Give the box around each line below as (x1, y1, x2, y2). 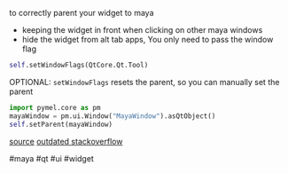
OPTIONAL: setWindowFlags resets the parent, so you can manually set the (9, 76, 280, 87)
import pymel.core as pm (9, 103, 101, 112)
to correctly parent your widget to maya (9, 8, 154, 18)
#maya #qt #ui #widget (9, 153, 95, 163)
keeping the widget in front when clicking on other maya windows (21, 25, 263, 35)
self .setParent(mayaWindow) (9, 120, 113, 129)
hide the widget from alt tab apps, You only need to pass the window (21, 35, 274, 44)
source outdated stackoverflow (9, 136, 123, 146)
